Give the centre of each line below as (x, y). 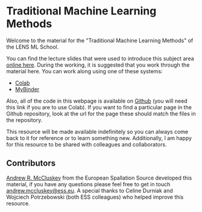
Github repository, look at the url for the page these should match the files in (101, 114)
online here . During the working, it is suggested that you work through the (98, 65)
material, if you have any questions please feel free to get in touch (88, 184)
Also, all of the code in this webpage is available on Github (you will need (97, 101)
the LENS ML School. (33, 47)
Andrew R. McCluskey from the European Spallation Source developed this (99, 178)
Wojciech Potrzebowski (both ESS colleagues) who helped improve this (95, 197)
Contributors (31, 163)
